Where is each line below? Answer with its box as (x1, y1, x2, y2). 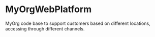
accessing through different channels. (5, 25, 85, 31)
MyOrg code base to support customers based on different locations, (5, 20, 151, 26)
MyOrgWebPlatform (5, 4, 92, 15)
